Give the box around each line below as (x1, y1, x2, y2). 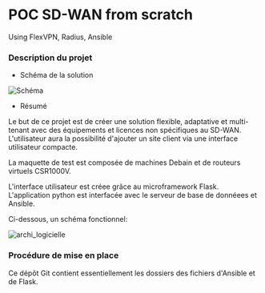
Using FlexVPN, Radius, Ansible (8, 32, 113, 42)
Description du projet (8, 52, 93, 63)
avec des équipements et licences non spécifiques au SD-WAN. (30, 126, 242, 135)
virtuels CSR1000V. (8, 167, 72, 176)
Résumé (19, 102, 47, 111)
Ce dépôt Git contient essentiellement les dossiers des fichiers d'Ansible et (8, 268, 256, 278)
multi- (229, 117, 250, 126)
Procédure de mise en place (8, 250, 119, 261)
